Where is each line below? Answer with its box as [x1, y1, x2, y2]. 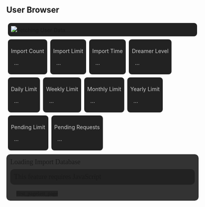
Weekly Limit [46, 85, 79, 93]
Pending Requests [54, 123, 100, 130]
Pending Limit [11, 123, 46, 130]
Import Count [11, 47, 45, 54]
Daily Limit [11, 85, 38, 93]
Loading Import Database [10, 158, 81, 166]
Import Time [92, 47, 123, 54]
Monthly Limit [87, 85, 122, 93]
